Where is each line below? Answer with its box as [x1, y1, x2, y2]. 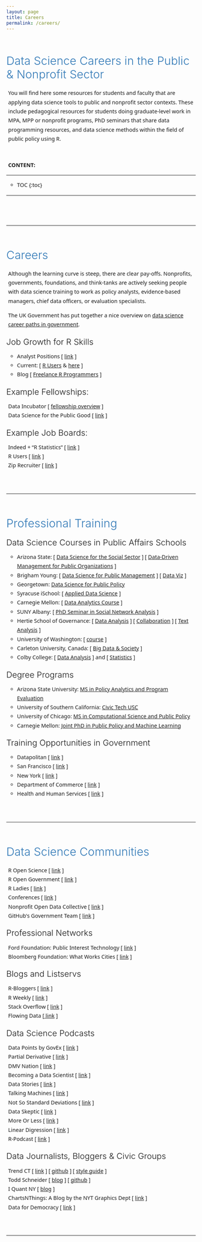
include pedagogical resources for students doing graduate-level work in [8, 107, 191, 115]
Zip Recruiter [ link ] [8, 461, 58, 470]
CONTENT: [8, 161, 36, 169]
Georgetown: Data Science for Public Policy [17, 580, 125, 588]
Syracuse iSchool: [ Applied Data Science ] [17, 590, 121, 598]
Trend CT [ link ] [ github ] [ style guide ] [8, 1167, 107, 1175]
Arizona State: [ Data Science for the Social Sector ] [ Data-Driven [17, 552, 179, 561]
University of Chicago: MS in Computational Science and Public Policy [17, 712, 191, 720]
